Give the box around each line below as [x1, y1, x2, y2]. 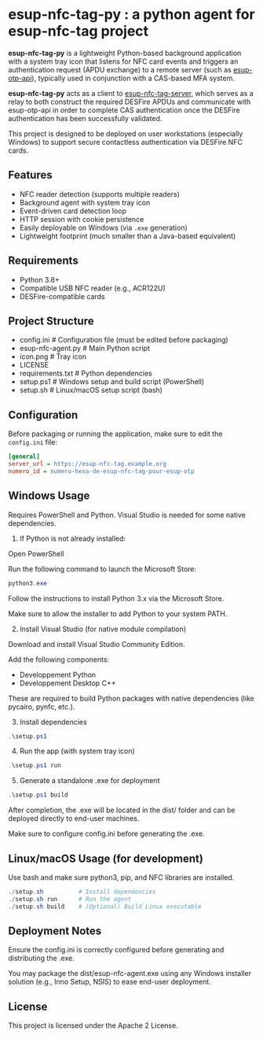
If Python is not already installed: [19, 534, 126, 543]
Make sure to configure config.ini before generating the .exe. [8, 829, 206, 839]
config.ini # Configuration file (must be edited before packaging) [19, 335, 229, 345]
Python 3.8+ [19, 275, 60, 284]
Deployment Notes [8, 924, 102, 937]
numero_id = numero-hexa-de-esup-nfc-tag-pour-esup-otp [8, 467, 195, 475]
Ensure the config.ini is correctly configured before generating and [8, 945, 225, 955]
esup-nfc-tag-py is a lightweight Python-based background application [8, 48, 242, 57]
